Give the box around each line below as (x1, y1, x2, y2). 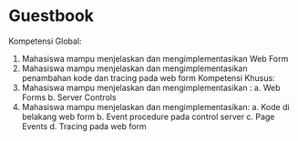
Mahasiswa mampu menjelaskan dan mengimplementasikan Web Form (21, 53, 289, 64)
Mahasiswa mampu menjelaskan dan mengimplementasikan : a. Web (21, 82, 281, 93)
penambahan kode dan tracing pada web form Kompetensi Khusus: (21, 72, 275, 83)
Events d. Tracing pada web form (21, 120, 147, 132)
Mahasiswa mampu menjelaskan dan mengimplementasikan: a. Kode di (21, 101, 290, 112)
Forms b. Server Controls (21, 92, 117, 103)
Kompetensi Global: (8, 35, 83, 46)
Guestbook (8, 5, 95, 26)
